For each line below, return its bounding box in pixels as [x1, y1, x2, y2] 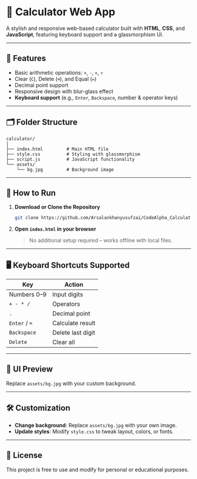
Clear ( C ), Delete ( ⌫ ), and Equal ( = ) [14, 75, 97, 82]
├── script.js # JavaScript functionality [6, 156, 135, 162]
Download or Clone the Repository [14, 204, 101, 211]
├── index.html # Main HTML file [6, 146, 109, 152]
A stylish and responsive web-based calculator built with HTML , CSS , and [6, 25, 185, 32]
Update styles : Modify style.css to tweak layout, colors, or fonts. [14, 428, 174, 435]
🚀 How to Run [6, 188, 56, 198]
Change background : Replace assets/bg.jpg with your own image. [14, 421, 177, 429]
